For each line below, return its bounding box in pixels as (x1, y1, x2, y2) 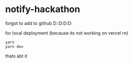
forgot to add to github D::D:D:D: (5, 20, 73, 26)
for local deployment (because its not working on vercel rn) (5, 30, 128, 36)
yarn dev (5, 44, 24, 49)
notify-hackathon (5, 4, 81, 15)
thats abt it (5, 53, 28, 59)
